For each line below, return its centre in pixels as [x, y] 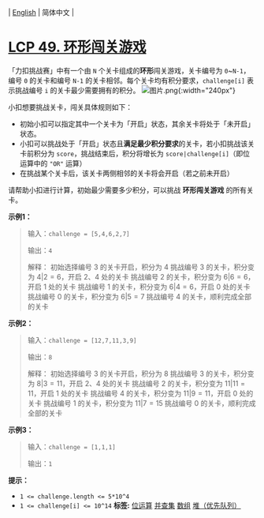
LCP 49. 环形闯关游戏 [77, 47]
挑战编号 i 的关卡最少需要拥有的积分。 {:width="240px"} [125, 90]
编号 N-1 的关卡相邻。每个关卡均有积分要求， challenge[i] [151, 80]
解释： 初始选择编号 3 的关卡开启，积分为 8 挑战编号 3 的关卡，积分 [138, 373]
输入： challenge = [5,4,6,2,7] [78, 233]
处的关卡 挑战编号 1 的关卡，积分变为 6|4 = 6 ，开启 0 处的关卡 [149, 287]
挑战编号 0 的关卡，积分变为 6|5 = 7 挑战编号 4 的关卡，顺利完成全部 [139, 296]
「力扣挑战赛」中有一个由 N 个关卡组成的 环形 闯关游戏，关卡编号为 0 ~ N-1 [126, 70]
